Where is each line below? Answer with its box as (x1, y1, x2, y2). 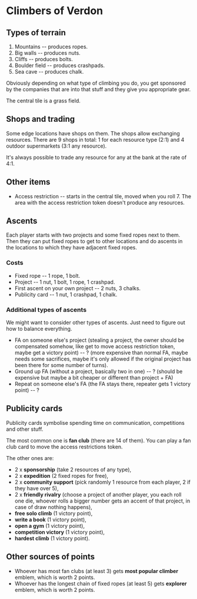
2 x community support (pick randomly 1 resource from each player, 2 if (14, 478, 191, 485)
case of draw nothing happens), (14, 503, 92, 510)
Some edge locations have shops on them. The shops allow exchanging (6, 129, 181, 137)
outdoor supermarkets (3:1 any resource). (6, 142, 107, 149)
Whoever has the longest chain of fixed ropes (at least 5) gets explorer (14, 580, 187, 587)
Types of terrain (6, 28, 66, 38)
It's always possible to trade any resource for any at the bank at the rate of (6, 154, 187, 161)
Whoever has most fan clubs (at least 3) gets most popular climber (14, 567, 178, 574)
